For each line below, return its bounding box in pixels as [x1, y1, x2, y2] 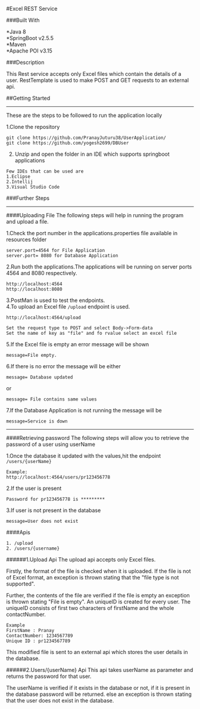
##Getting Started [6, 95, 51, 101]
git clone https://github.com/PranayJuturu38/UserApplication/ [6, 135, 167, 141]
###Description [6, 59, 45, 66]
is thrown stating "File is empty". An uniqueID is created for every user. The [6, 598, 191, 605]
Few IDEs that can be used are [6, 168, 84, 174]
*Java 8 [6, 28, 26, 35]
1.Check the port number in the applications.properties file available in [6, 230, 177, 236]
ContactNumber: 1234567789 [6, 633, 73, 639]
